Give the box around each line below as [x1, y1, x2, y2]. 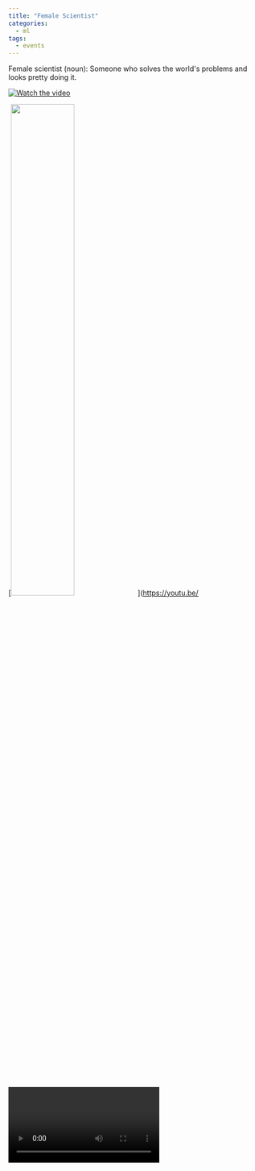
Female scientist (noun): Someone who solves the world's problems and [8, 64, 248, 73]
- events [15, 42, 45, 50]
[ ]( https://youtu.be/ [8, 588, 199, 598]
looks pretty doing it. [8, 73, 77, 82]
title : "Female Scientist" [8, 11, 99, 20]
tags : [8, 34, 27, 43]
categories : [8, 19, 48, 27]
